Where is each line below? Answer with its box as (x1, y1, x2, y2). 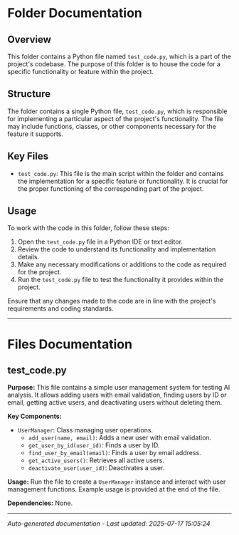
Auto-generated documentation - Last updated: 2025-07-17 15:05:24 (7, 519, 211, 528)
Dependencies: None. (7, 499, 73, 507)
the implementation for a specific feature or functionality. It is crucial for (17, 177, 228, 185)
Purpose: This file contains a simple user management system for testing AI (7, 383, 230, 392)
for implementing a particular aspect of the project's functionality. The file (7, 114, 224, 123)
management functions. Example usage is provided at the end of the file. (7, 485, 221, 494)
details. (17, 253, 40, 261)
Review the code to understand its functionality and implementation (17, 245, 216, 254)
